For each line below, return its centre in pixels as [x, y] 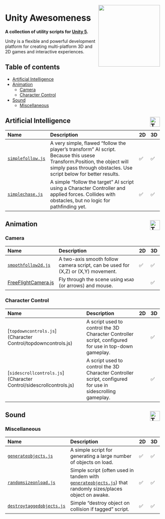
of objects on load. [92, 462]
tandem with [85, 477]
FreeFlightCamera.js [31, 283]
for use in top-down [110, 346]
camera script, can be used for [94, 265]
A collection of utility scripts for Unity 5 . [47, 32]
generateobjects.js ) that [99, 482]
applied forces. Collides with [83, 194]
